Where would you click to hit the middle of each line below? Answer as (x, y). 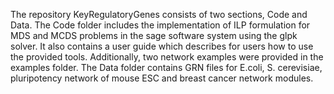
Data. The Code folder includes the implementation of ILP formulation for (160, 25)
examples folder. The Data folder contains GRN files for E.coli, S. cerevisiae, (166, 67)
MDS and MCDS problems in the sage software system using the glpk (154, 35)
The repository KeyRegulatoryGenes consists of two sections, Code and (159, 14)
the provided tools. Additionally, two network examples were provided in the (167, 57)
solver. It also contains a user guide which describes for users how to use (162, 46)
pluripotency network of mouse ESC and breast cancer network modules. (162, 78)
